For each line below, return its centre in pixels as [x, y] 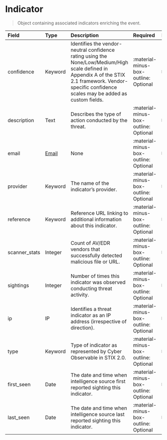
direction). [83, 327]
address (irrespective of [98, 321]
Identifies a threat [91, 309]
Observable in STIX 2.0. [98, 357]
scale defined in [89, 68]
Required [144, 35]
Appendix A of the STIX [98, 75]
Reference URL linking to [99, 213]
